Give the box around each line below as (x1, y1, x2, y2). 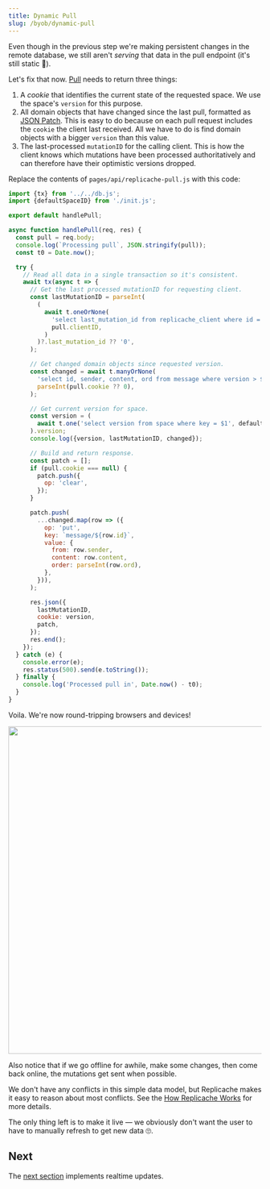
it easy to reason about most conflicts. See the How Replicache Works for (8, 1093, 253, 1103)
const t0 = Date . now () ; (15, 248, 95, 256)
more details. (8, 1101, 52, 1111)
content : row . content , (51, 554, 128, 562)
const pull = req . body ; (15, 234, 95, 242)
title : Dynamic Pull (8, 11, 78, 20)
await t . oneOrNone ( (43, 308, 110, 316)
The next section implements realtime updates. (8, 1170, 164, 1181)
